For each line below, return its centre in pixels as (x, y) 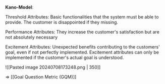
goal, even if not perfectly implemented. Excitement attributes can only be (82, 52)
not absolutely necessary (32, 37)
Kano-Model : (19, 7)
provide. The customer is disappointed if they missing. (62, 22)
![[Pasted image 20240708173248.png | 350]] (53, 67)
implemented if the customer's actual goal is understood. (65, 57)
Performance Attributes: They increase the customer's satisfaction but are (82, 32)
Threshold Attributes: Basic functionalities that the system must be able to (82, 17)
